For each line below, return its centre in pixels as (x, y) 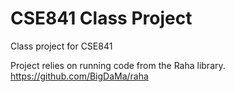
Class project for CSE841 (61, 46)
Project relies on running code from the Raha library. (118, 65)
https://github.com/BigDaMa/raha (79, 76)
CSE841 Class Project (101, 18)
